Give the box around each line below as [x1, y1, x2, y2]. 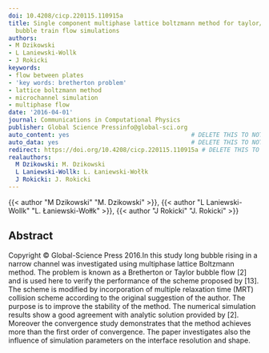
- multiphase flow [8, 101, 70, 109]
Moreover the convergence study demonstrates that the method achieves [8, 318, 251, 328]
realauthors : [8, 153, 52, 161]
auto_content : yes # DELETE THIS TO [8, 130, 249, 138]
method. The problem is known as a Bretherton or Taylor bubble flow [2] [8, 267, 247, 277]
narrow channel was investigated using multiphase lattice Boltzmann [8, 259, 235, 268]
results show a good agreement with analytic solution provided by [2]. [8, 310, 239, 319]
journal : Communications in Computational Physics [8, 116, 181, 124]
